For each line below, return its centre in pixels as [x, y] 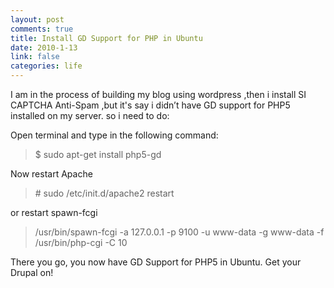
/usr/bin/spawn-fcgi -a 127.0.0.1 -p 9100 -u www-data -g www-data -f [179, 232]
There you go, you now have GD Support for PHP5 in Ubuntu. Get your [156, 262]
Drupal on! [32, 272]
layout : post [37, 19]
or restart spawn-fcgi [54, 212]
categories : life [46, 66]
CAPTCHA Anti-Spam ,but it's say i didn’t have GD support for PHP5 [150, 105]
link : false [35, 57]
